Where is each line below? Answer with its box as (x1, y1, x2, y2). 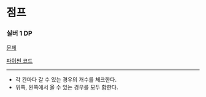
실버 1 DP (6, 29, 32, 37)
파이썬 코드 (6, 57, 33, 64)
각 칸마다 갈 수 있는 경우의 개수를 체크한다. (15, 76, 117, 83)
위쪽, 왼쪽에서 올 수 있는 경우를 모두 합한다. (15, 83, 118, 91)
